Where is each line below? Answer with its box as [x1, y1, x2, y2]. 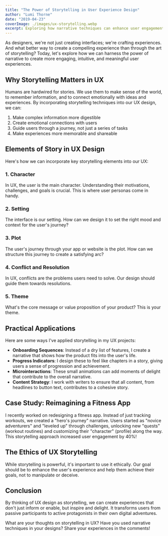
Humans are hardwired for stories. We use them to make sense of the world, [5, 89, 162, 95]
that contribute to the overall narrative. [12, 374, 92, 380]
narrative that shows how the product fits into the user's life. [12, 353, 137, 359]
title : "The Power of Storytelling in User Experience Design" [5, 7, 140, 13]
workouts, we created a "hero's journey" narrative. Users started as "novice [5, 417, 161, 423]
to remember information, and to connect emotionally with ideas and [5, 94, 146, 100]
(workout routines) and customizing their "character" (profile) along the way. [5, 428, 163, 434]
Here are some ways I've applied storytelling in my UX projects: [5, 338, 136, 344]
